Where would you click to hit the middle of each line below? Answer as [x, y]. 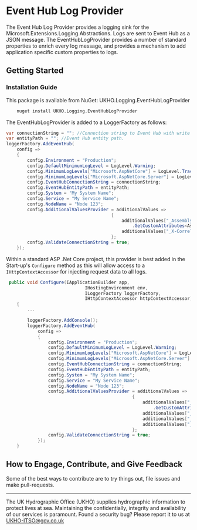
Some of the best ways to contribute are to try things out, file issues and [93, 478]
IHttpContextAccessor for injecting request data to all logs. [77, 271]
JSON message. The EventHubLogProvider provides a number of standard [96, 39]
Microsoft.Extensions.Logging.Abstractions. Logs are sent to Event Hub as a [98, 33]
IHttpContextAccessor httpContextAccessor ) [139, 299]
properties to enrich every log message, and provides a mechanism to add [96, 46]
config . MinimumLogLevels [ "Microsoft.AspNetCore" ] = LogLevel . [105, 171]
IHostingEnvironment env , [116, 288]
